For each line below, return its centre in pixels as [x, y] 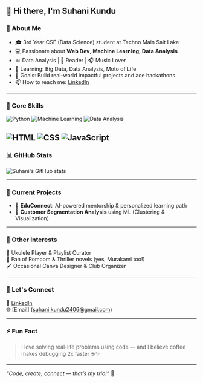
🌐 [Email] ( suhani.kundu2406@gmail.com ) [59, 309]
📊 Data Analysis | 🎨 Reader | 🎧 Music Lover [70, 60]
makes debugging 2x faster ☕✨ [60, 353]
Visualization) [32, 218]
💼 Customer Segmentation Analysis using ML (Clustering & [90, 212]
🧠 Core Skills [25, 105]
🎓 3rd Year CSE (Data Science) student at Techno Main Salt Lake [97, 42]
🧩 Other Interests [32, 240]
